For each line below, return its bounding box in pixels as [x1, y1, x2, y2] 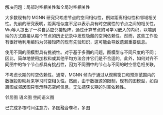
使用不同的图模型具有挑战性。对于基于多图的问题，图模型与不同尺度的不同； [5, 49, 158, 55]
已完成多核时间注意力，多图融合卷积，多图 [5, 105, 90, 111]
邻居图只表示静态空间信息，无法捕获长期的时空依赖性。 [17, 84, 129, 90]
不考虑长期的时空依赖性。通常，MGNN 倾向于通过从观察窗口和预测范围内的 [5, 72, 156, 77]
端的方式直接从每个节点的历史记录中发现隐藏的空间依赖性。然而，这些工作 [5, 33, 154, 38]
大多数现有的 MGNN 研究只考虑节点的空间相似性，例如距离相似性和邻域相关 [5, 15, 157, 20]
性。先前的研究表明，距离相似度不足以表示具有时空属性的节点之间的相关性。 [5, 21, 158, 26]
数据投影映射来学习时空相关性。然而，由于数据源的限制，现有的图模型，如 [5, 78, 154, 84]
